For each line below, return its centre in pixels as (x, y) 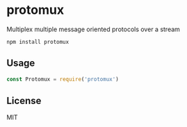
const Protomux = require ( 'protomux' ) (63, 79)
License (24, 101)
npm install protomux (38, 42)
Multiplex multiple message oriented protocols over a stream (93, 29)
